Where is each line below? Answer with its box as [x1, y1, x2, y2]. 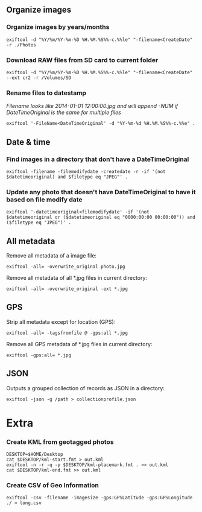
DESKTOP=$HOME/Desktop [6, 452, 63, 458]
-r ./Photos [6, 42, 36, 48]
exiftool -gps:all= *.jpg [6, 352, 71, 358]
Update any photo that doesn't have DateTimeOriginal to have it [6, 188, 196, 196]
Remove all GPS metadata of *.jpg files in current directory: [6, 340, 153, 347]
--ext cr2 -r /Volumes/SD [6, 75, 71, 81]
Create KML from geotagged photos [6, 437, 114, 446]
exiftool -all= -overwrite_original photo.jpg [6, 264, 125, 270]
